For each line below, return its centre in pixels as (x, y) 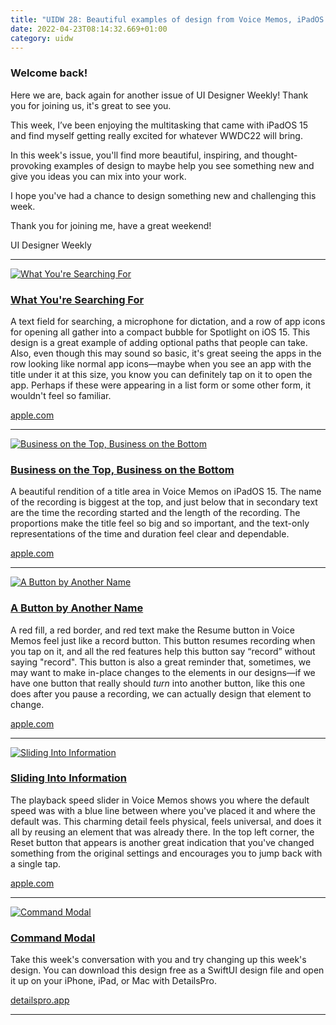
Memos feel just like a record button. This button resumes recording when (163, 640)
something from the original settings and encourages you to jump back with (166, 853)
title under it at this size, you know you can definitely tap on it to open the (161, 374)
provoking (31, 165)
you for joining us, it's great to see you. (91, 105)
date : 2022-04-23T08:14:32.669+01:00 (89, 29)
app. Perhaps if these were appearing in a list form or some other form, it (160, 385)
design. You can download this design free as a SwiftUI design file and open (167, 970)
